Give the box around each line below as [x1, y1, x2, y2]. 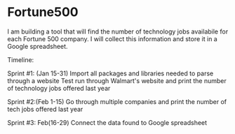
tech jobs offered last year [7, 105, 83, 113]
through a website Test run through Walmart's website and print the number [7, 76, 227, 84]
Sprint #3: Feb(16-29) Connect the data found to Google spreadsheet [7, 118, 208, 126]
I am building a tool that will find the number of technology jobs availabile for [7, 27, 229, 36]
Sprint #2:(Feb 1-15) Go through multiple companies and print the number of [7, 97, 227, 105]
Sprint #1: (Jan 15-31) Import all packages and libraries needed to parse [7, 69, 214, 77]
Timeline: [7, 55, 34, 64]
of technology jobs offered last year [7, 84, 111, 92]
